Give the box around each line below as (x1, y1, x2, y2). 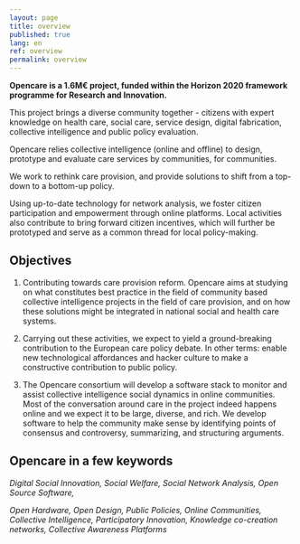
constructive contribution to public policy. (22, 361, 178, 372)
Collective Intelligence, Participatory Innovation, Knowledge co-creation (9, 514, 278, 525)
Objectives (9, 253, 72, 268)
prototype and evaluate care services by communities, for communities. (9, 154, 277, 164)
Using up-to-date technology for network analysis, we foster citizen (9, 198, 262, 209)
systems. (22, 315, 57, 326)
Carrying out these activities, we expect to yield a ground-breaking (22, 333, 273, 343)
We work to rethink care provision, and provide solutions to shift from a (9, 171, 274, 182)
